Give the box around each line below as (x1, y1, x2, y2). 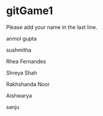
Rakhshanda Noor (6, 81, 50, 88)
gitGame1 (6, 4, 53, 18)
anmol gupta (6, 35, 37, 42)
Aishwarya (6, 92, 33, 99)
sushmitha (6, 46, 31, 54)
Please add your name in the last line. (6, 24, 98, 31)
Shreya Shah (6, 69, 37, 76)
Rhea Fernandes (6, 58, 46, 65)
